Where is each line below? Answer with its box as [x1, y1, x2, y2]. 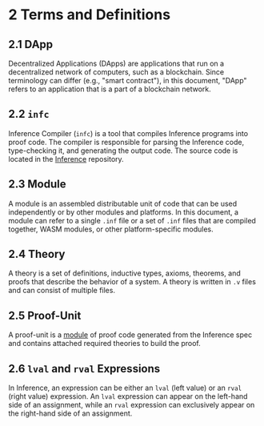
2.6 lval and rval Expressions [8, 362, 161, 376]
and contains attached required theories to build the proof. [8, 339, 202, 348]
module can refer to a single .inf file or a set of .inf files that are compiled [8, 215, 256, 225]
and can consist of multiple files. [8, 286, 116, 295]
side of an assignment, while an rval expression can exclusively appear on [8, 400, 255, 410]
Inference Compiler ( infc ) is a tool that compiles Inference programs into [8, 128, 249, 138]
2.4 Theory [8, 247, 66, 261]
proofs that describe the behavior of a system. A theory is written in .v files [8, 277, 256, 287]
